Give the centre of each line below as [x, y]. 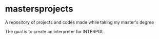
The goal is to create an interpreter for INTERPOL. [55, 31]
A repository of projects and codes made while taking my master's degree [79, 22]
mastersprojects [39, 9]
